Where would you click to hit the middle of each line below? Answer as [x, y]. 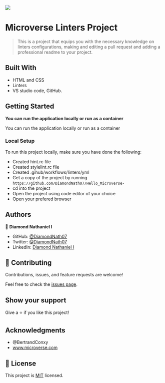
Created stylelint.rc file [36, 167]
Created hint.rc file [31, 161]
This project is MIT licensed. [34, 375]
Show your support [36, 300]
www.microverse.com [35, 347]
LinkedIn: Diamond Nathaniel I [43, 247]
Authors [18, 215]
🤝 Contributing [28, 263]
